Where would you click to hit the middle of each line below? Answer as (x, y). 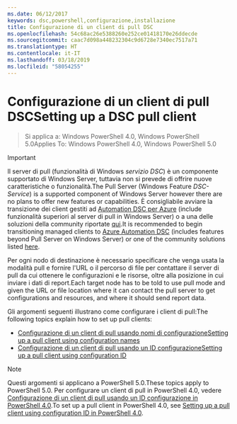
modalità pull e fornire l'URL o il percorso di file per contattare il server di (113, 268)
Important (22, 157)
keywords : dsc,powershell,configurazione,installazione (91, 21)
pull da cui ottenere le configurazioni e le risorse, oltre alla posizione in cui (116, 275)
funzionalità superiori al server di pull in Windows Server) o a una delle (110, 216)
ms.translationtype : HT (42, 47)
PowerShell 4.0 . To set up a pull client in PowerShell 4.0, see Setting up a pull (118, 405)
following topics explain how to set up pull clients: (80, 319)
